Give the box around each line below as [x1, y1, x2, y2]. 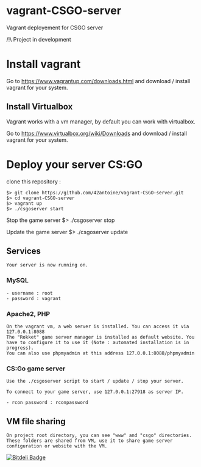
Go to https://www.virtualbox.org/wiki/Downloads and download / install [6, 130, 188, 137]
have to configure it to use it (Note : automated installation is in [6, 340, 189, 346]
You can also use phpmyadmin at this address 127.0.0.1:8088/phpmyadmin [6, 350, 195, 356]
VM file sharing [6, 416, 66, 427]
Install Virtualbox [6, 101, 73, 112]
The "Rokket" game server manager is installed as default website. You [6, 334, 195, 340]
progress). [6, 345, 34, 351]
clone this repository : [6, 178, 61, 185]
